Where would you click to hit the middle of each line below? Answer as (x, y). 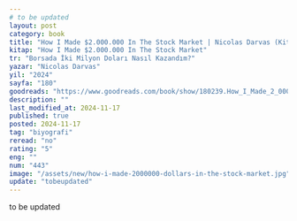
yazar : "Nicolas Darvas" (55, 67)
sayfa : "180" (33, 83)
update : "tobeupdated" (51, 182)
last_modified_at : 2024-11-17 (65, 108)
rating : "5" (31, 149)
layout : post (33, 26)
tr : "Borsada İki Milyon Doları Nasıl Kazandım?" (103, 58)
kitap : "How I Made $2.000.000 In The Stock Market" (108, 50)
